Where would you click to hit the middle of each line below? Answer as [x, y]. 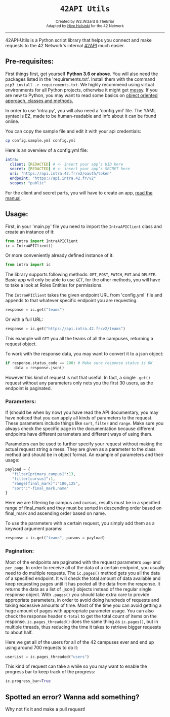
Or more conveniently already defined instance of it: [59, 255]
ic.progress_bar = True [28, 681]
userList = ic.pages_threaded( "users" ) [47, 657]
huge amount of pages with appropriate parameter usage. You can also [80, 610]
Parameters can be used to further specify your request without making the [84, 444]
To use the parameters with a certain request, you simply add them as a [80, 523]
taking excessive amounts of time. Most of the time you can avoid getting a [83, 605]
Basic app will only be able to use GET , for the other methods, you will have [83, 280]
